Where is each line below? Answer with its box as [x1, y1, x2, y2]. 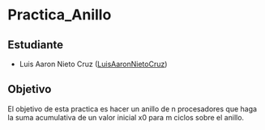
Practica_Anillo [7, 6, 112, 24]
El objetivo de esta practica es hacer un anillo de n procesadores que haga [7, 103, 257, 114]
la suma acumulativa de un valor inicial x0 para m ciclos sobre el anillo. [7, 112, 245, 122]
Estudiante [7, 38, 64, 52]
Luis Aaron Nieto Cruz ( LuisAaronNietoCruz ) [19, 59, 168, 69]
